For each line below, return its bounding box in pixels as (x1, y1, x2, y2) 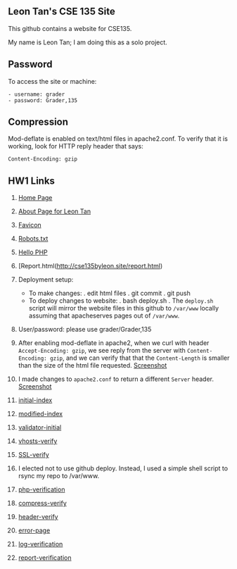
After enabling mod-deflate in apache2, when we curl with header (18, 339, 210, 347)
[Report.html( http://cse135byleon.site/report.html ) (18, 262, 163, 270)
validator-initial (18, 423, 62, 432)
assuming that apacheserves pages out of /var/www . (28, 311, 180, 320)
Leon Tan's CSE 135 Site (8, 6, 115, 18)
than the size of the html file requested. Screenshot (18, 361, 167, 370)
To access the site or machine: (8, 77, 97, 85)
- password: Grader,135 (8, 96, 78, 104)
